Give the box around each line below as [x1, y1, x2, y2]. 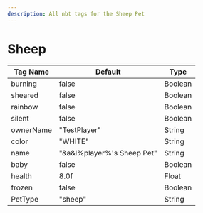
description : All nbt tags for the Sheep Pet [7, 10, 145, 18]
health [11, 171, 32, 181]
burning [11, 79, 38, 89]
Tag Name [14, 67, 50, 77]
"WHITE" [58, 136, 89, 146]
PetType [11, 194, 39, 204]
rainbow [11, 102, 38, 111]
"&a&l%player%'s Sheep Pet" [58, 148, 158, 158]
